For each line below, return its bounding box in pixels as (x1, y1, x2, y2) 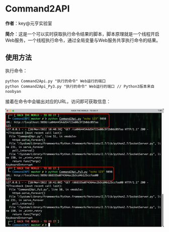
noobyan (5, 89, 22, 94)
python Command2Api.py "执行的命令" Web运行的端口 (5, 78, 106, 83)
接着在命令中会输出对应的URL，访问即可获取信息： (5, 98, 111, 104)
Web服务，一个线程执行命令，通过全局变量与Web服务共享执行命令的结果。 (5, 37, 161, 43)
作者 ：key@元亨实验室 (5, 20, 52, 26)
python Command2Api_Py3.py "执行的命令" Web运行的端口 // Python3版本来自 (5, 84, 155, 89)
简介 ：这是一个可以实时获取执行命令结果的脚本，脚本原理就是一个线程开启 (5, 31, 159, 37)
